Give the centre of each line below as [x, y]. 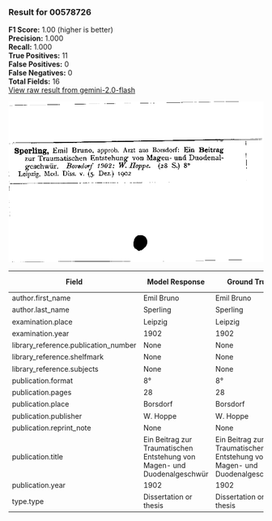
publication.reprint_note [51, 428]
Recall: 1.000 [30, 47]
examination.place [42, 321]
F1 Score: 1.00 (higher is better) [61, 30]
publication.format [42, 381]
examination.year [40, 333]
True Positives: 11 [38, 56]
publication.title [37, 456]
